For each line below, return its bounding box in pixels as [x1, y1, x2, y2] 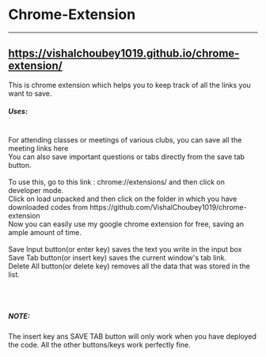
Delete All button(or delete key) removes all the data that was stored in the [8, 261, 251, 271]
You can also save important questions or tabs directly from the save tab [8, 152, 245, 161]
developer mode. [8, 185, 64, 195]
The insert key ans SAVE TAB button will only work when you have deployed [8, 331, 257, 341]
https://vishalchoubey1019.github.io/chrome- [8, 47, 240, 60]
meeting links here [8, 143, 69, 153]
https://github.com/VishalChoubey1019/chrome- [89, 202, 247, 211]
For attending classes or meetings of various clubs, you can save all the [8, 135, 242, 144]
